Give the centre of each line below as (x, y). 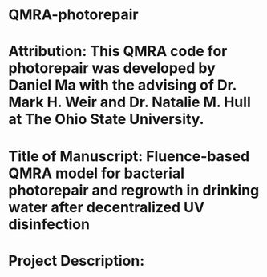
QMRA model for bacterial (97, 173)
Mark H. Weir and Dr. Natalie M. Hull (129, 102)
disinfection (49, 224)
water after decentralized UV (107, 207)
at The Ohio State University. (106, 120)
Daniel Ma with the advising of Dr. (123, 85)
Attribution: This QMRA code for (118, 52)
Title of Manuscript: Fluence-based (129, 156)
